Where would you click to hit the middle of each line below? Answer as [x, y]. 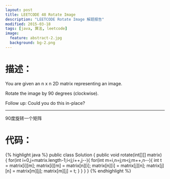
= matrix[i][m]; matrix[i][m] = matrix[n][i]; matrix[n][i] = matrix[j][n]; [75, 165]
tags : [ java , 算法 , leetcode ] [36, 29]
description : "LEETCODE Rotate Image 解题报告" [55, 19]
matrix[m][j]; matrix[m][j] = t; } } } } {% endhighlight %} [74, 171]
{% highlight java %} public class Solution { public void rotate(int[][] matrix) [83, 155]
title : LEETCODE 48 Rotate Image [40, 15]
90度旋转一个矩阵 [24, 118]
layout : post [19, 10]
